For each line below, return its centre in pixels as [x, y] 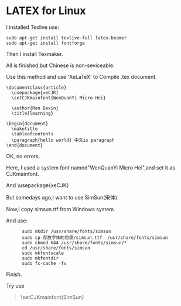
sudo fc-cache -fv [44, 263]
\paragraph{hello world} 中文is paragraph [63, 140]
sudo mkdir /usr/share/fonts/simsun [66, 231]
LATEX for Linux [46, 11]
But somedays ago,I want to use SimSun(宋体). [62, 197]
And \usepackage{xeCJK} [37, 185]
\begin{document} [27, 124]
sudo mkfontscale [43, 253]
